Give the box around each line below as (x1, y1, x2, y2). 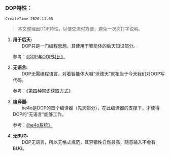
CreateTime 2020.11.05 (5, 16, 53, 21)
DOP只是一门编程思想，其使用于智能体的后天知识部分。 (21, 43, 138, 49)
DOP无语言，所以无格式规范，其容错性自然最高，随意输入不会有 (21, 139, 156, 145)
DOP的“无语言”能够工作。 (12, 111, 66, 118)
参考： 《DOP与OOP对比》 (12, 54, 65, 60)
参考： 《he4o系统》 (12, 122, 53, 128)
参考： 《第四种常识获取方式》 (12, 88, 73, 94)
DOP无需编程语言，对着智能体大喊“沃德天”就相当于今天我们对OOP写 (21, 71, 165, 77)
